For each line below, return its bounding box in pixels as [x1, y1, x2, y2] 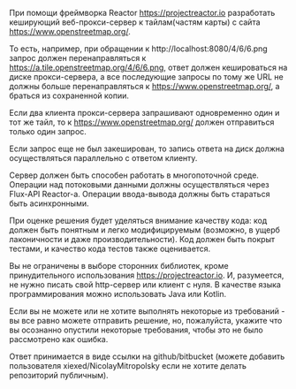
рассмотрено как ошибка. [9, 334, 109, 344]
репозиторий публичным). [9, 370, 109, 380]
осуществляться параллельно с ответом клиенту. [9, 153, 198, 163]
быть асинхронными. [9, 198, 89, 209]
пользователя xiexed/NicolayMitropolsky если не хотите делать [9, 361, 247, 370]
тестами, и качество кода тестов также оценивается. [9, 243, 211, 254]
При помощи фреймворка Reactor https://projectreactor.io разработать [9, 8, 276, 18]
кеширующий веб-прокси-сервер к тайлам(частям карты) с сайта [9, 17, 261, 27]
